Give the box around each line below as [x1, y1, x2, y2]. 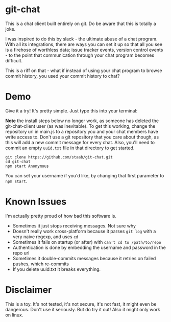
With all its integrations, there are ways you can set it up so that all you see [5, 41, 162, 47]
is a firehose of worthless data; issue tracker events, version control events [5, 47, 163, 53]
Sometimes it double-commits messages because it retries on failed [12, 255, 156, 261]
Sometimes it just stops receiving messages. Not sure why [12, 222, 136, 228]
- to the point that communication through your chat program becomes [5, 52, 155, 58]
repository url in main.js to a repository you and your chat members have [5, 128, 158, 134]
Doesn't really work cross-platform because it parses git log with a [12, 228, 156, 234]
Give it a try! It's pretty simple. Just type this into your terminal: [5, 107, 138, 113]
